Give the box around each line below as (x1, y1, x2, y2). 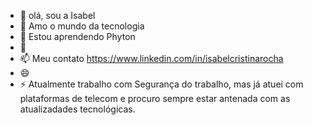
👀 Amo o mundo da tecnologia (19, 20, 145, 32)
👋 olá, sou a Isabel (19, 10, 96, 21)
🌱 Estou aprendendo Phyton (19, 31, 136, 42)
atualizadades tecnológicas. (19, 103, 136, 115)
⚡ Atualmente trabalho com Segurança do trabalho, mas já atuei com (19, 78, 304, 90)
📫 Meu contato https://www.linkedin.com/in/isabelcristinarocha (19, 53, 284, 64)
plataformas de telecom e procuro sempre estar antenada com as (19, 93, 291, 104)
